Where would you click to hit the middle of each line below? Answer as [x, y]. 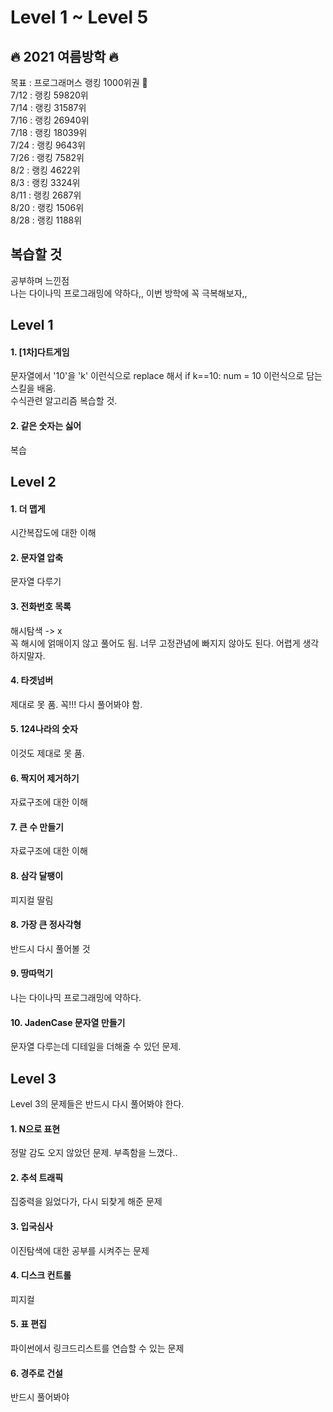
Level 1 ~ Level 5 [79, 17]
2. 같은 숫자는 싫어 [46, 425]
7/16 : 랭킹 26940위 [50, 120]
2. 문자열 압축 [37, 557]
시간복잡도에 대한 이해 [53, 533]
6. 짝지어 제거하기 [45, 778]
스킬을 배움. [33, 388]
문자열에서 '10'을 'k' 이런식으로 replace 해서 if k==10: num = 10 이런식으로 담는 [166, 376]
